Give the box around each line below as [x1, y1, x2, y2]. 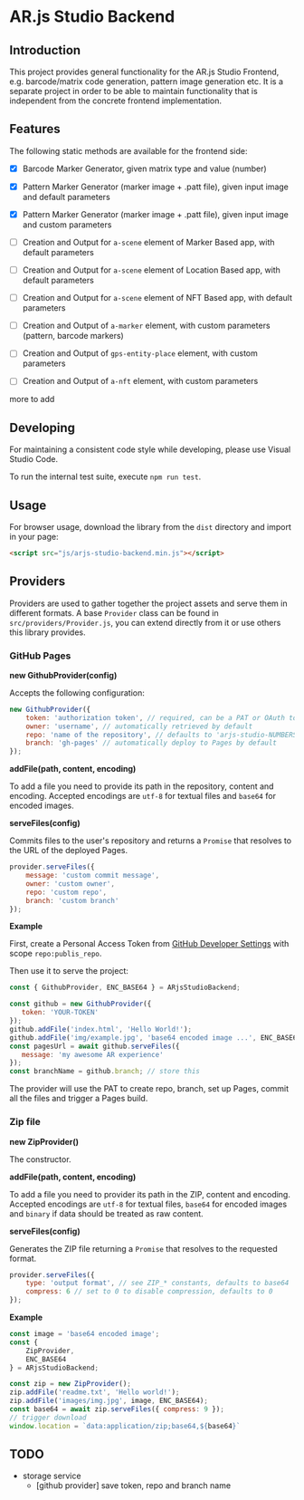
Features [9, 121, 61, 137]
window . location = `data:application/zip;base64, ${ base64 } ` [9, 1421, 242, 1430]
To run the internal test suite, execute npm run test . [9, 471, 202, 482]
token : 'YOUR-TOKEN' [21, 1008, 100, 1017]
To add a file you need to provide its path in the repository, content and [9, 781, 274, 792]
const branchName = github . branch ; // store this [9, 1067, 201, 1076]
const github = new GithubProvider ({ [9, 999, 152, 1009]
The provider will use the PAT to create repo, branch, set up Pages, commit [9, 1083, 290, 1094]
